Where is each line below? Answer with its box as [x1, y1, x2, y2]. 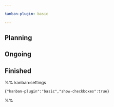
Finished [4, 67, 32, 75]
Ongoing [4, 50, 32, 58]
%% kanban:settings [4, 80, 47, 86]
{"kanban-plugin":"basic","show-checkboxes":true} [4, 89, 110, 94]
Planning [4, 34, 32, 42]
